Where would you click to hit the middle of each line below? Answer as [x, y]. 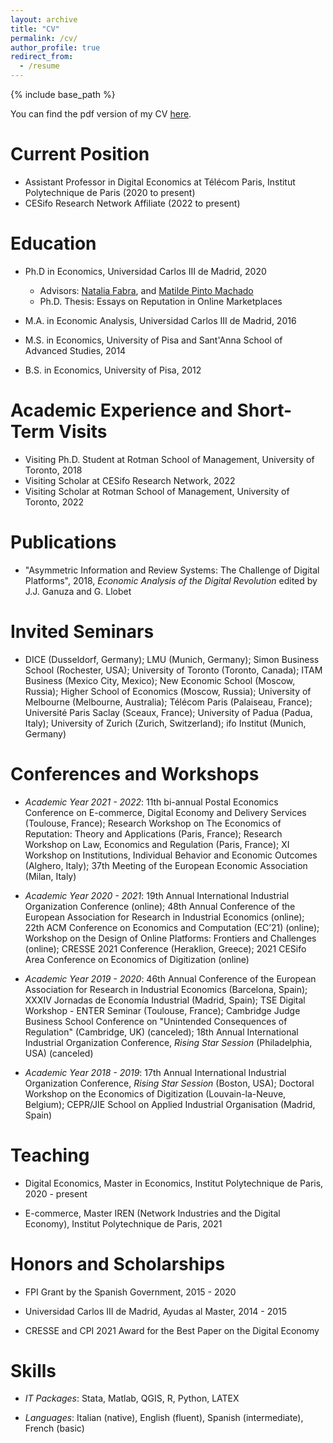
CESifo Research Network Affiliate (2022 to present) [132, 203]
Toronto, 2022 [54, 502]
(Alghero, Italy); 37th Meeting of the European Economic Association [166, 865]
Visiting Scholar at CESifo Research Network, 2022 [130, 480]
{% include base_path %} [63, 94]
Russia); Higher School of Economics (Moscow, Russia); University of [168, 691]
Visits [83, 432]
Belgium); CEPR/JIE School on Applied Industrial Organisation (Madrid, [170, 1104]
